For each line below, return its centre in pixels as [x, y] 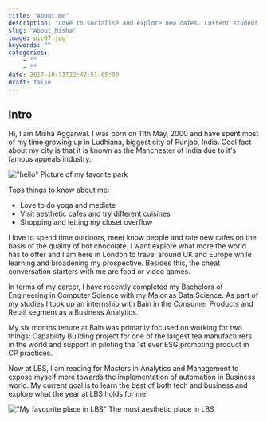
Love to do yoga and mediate [68, 205]
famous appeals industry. [50, 159]
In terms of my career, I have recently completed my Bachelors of [116, 287]
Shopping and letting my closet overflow [86, 222]
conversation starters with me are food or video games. [100, 272]
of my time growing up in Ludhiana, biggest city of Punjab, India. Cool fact [130, 142]
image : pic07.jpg [37, 38]
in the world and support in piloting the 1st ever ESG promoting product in [129, 345]
